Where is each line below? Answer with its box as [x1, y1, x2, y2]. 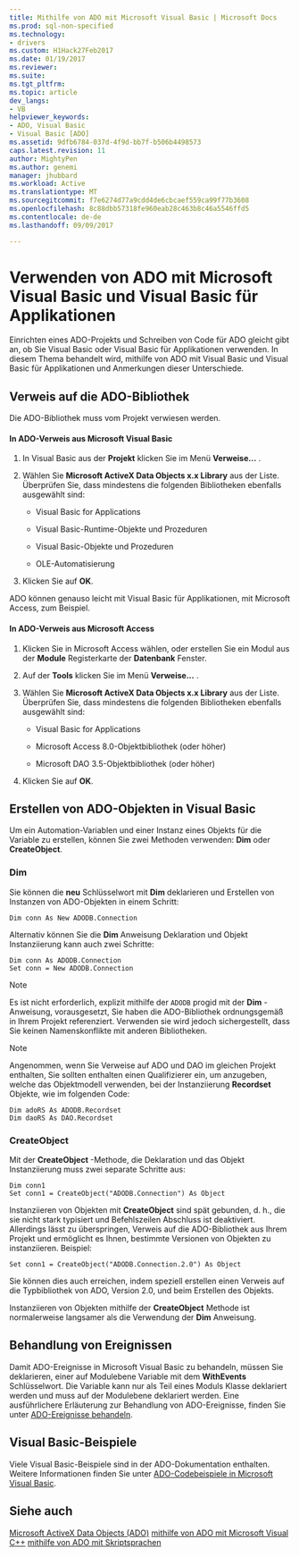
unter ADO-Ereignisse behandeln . [9, 1409, 134, 1419]
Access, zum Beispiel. [9, 602, 91, 613]
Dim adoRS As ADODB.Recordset [9, 1106, 122, 1114]
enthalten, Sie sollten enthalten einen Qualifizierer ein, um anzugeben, [9, 1069, 268, 1080]
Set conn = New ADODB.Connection [9, 963, 134, 972]
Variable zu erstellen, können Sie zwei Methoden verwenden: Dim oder [9, 835, 270, 845]
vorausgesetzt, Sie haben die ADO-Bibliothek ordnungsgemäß [54, 1006, 284, 1017]
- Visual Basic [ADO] [9, 130, 90, 139]
